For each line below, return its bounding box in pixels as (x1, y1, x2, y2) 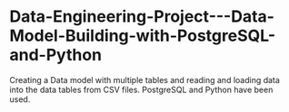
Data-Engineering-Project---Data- (9, 6, 275, 27)
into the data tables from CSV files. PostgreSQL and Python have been (9, 84, 274, 95)
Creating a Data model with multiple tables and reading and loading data (9, 74, 280, 85)
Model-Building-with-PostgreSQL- (9, 25, 276, 46)
